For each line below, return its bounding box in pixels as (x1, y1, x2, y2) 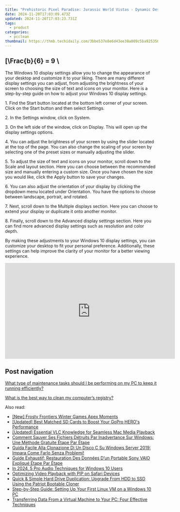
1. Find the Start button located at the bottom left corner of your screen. (5, 100, 148, 106)
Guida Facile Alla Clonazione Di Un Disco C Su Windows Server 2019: (12, 445, 151, 451)
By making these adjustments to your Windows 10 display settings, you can (5, 237, 156, 244)
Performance (12, 424, 39, 430)
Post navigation (5, 367, 53, 376)
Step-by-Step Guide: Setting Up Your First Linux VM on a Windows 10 (12, 486, 151, 492)
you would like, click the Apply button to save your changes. (5, 174, 125, 180)
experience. (5, 253, 29, 259)
